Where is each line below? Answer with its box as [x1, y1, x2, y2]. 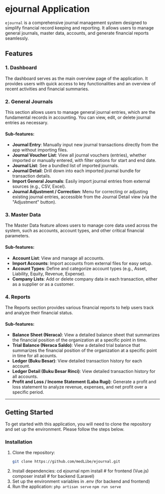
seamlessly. [5, 35, 29, 41]
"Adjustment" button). [12, 199, 56, 205]
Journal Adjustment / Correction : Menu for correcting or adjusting [12, 189, 148, 195]
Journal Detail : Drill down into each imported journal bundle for [12, 168, 141, 174]
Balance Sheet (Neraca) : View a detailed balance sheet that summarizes [12, 332, 160, 338]
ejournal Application [5, 3, 90, 15]
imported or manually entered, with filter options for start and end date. [12, 157, 157, 163]
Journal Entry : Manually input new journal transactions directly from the [12, 142, 159, 148]
